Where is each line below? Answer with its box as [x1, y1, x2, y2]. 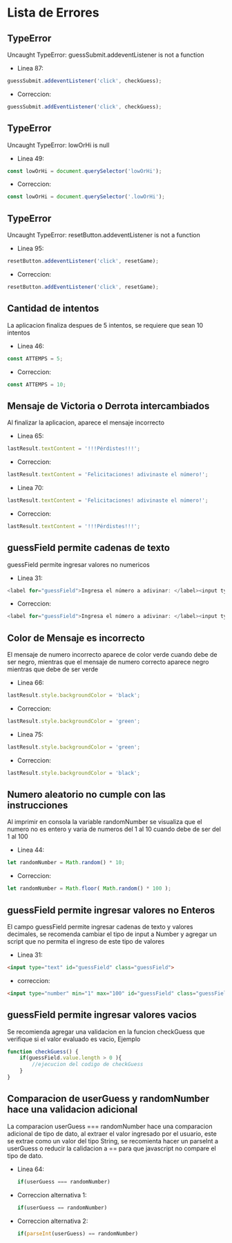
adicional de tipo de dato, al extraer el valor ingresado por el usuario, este [7, 1129, 217, 1138]
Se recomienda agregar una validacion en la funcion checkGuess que [7, 1027, 205, 1036]
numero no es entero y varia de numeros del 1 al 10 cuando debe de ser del [7, 825, 221, 834]
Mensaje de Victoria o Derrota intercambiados [7, 400, 210, 412]
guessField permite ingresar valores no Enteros [7, 904, 215, 916]
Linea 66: [17, 679, 44, 687]
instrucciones [7, 800, 68, 812]
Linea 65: [17, 432, 44, 440]
